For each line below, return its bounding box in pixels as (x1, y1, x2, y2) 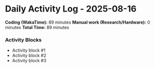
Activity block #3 (12, 58, 46, 64)
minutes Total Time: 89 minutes (5, 24, 69, 30)
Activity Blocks (5, 36, 42, 43)
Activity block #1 (12, 47, 45, 54)
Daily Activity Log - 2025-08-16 (5, 3, 136, 14)
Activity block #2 (12, 53, 46, 58)
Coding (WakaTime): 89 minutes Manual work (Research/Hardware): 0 (5, 19, 150, 25)
